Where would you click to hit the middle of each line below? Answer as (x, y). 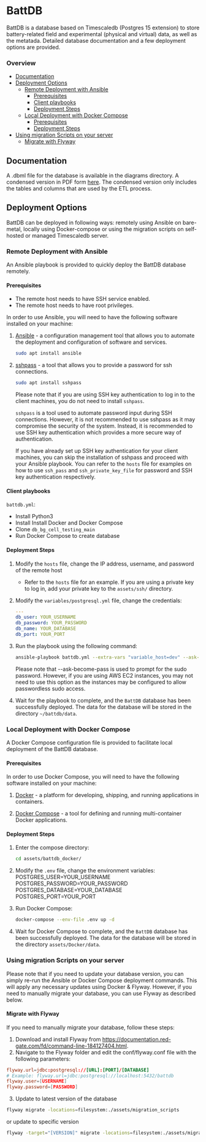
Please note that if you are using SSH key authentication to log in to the (105, 395)
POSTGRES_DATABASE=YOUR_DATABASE (69, 890)
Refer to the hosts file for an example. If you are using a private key (109, 582)
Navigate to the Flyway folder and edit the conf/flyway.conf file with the (106, 1052)
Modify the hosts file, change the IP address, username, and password (105, 564)
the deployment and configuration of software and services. (91, 342)
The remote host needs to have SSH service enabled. (82, 299)
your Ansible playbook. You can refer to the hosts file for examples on (103, 464)
